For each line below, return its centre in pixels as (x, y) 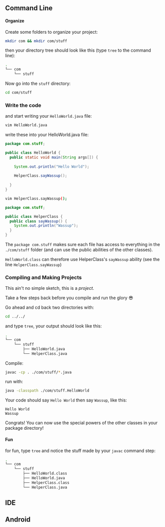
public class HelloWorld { (33, 153)
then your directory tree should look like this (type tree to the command (78, 50)
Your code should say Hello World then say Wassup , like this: (66, 400)
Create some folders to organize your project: (51, 32)
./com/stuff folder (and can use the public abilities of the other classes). (79, 250)
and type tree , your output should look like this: (54, 326)
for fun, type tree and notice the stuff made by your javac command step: (80, 451)
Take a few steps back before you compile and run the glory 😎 (69, 298)
